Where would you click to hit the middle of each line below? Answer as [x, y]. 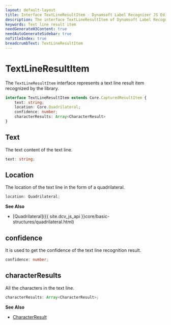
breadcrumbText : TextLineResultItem [44, 44]
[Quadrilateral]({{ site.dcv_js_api [46, 216]
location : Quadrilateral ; [33, 197]
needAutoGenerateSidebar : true [38, 34]
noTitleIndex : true [26, 39]
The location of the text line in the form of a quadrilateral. [65, 187]
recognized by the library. [32, 88]
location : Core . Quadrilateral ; [48, 107]
